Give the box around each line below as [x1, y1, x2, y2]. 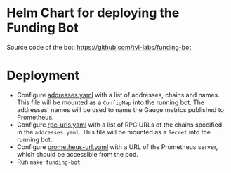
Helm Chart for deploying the [6, 5, 180, 21]
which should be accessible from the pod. [16, 150, 138, 158]
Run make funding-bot [16, 158, 81, 166]
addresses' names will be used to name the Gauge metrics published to [16, 105, 224, 113]
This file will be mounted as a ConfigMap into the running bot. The [16, 98, 205, 106]
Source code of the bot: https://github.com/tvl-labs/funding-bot [6, 43, 192, 51]
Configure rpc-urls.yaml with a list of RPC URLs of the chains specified [16, 120, 223, 129]
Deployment [6, 68, 80, 83]
